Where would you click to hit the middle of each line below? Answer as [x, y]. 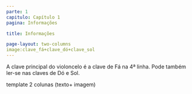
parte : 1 [17, 12]
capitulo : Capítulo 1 [33, 17]
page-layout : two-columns [38, 44]
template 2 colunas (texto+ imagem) [51, 84]
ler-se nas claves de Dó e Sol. [43, 73]
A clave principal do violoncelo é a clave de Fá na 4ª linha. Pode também [96, 67]
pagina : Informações [32, 23]
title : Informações [31, 33]
